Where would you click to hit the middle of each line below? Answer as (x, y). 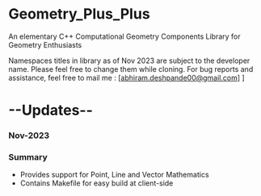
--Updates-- (51, 111)
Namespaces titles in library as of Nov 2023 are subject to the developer (129, 60)
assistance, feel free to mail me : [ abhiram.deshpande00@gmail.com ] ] (126, 77)
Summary (28, 156)
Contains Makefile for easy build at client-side (97, 183)
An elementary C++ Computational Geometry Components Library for (124, 36)
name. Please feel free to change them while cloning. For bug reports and (131, 69)
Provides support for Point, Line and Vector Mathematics (114, 175)
